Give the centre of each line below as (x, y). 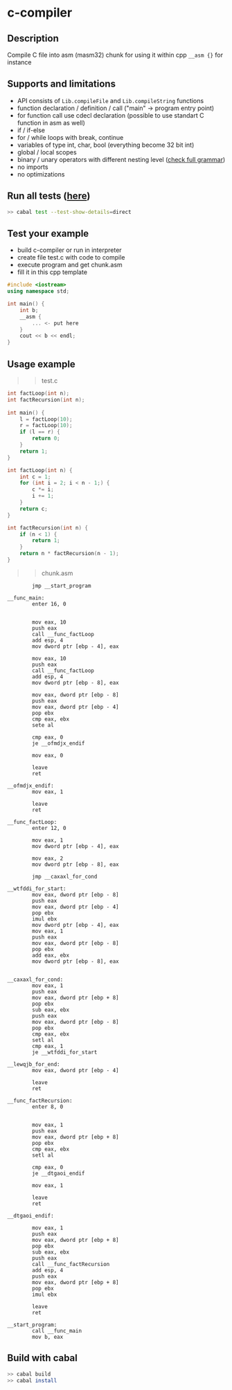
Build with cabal (42, 1358)
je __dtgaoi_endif (59, 1173)
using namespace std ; (38, 291)
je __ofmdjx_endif (59, 743)
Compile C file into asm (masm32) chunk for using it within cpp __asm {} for (115, 55)
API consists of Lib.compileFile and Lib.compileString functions (110, 100)
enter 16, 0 (50, 604)
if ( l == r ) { (40, 432)
